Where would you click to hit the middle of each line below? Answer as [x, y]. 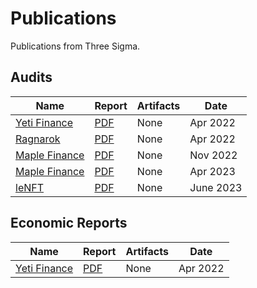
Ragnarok [38, 139]
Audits [31, 77]
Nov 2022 [213, 155]
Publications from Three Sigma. [75, 46]
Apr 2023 [212, 171]
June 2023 [216, 187]
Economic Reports [69, 223]
